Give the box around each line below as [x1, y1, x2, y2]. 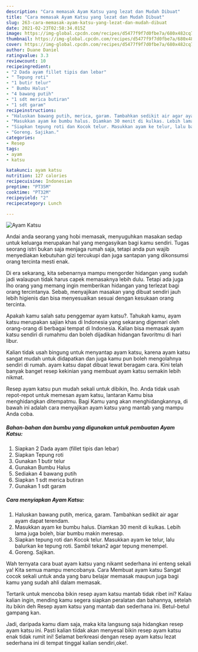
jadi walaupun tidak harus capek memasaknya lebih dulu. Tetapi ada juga [6, 276, 184, 283]
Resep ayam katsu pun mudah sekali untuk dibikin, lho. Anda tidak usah [6, 385, 180, 392]
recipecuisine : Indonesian [6, 178, 72, 185]
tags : [6, 146, 19, 152]
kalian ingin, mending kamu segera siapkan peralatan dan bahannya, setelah [6, 597, 192, 604]
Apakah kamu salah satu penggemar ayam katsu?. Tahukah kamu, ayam [6, 312, 181, 319]
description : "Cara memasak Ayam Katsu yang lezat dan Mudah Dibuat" [6, 8, 181, 15]
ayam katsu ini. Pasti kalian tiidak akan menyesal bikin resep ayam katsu [6, 627, 181, 634]
